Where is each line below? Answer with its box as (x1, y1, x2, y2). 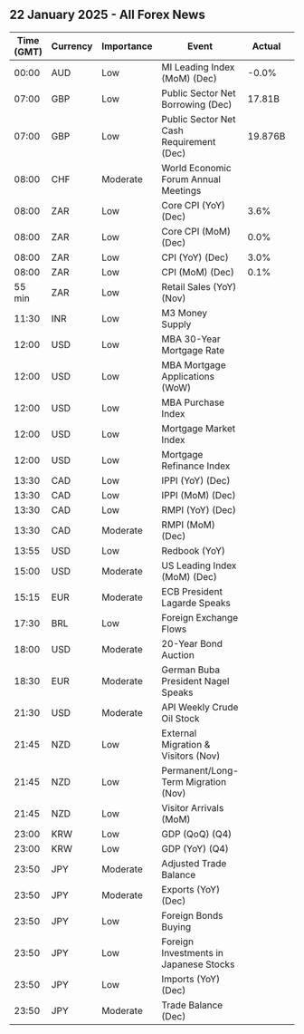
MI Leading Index (161, 61, 235, 73)
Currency (51, 40, 93, 53)
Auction (161, 648, 195, 661)
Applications (161, 370, 215, 382)
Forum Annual (161, 172, 222, 185)
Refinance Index (161, 459, 231, 472)
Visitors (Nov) (161, 749, 221, 762)
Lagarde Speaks (161, 596, 231, 609)
